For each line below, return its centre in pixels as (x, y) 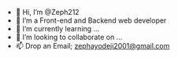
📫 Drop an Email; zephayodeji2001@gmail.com (93, 46)
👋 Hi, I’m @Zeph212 (48, 12)
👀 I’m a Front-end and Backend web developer (91, 20)
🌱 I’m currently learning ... (57, 29)
